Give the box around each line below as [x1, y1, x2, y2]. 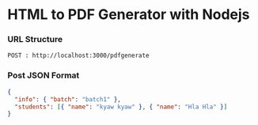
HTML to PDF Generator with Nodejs [7, 6, 250, 24]
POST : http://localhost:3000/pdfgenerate [7, 51, 150, 60]
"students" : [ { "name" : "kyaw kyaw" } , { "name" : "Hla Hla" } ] [14, 103, 228, 111]
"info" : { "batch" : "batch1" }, [14, 95, 122, 104]
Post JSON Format [7, 70, 80, 81]
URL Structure [7, 34, 63, 45]
